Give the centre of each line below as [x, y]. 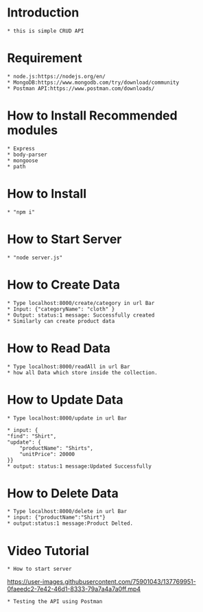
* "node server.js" [35, 258]
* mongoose [23, 160]
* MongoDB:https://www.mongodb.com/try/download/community [93, 82]
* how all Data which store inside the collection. [82, 372]
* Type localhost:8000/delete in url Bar [67, 512]
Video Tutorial [48, 551]
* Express [21, 148]
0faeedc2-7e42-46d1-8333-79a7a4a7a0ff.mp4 [74, 589]
